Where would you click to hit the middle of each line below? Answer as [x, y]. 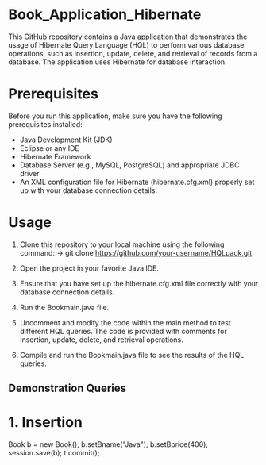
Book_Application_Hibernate [105, 15]
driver [29, 173]
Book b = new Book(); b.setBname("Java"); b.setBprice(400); [108, 444]
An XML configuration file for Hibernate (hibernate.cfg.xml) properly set [137, 182]
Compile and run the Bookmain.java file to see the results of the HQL [132, 355]
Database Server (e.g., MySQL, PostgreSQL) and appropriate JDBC [129, 165]
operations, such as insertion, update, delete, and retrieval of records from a [133, 53]
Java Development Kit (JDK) [66, 140]
